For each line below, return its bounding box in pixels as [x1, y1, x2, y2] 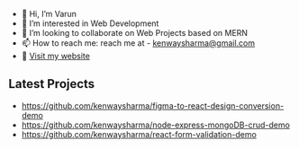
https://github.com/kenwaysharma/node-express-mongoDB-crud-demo [21, 119, 290, 130]
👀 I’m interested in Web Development [21, 18, 159, 29]
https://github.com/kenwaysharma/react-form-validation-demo [21, 128, 258, 139]
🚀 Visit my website [21, 50, 91, 61]
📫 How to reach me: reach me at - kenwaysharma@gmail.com [21, 38, 256, 48]
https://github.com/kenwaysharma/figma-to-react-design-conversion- [21, 100, 285, 111]
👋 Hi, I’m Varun [21, 9, 77, 19]
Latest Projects [8, 76, 95, 92]
